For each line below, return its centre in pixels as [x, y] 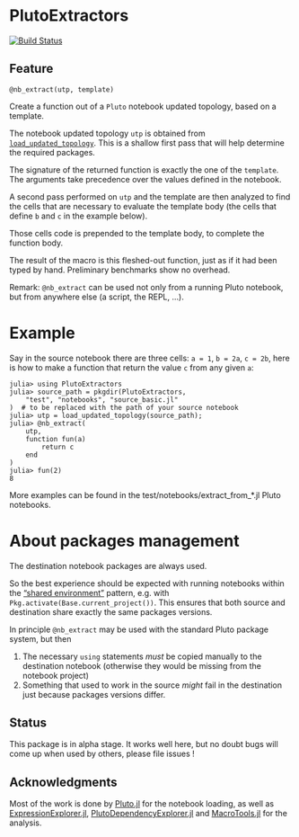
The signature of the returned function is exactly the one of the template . [144, 169]
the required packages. [53, 152]
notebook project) [56, 675]
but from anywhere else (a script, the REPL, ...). [97, 297]
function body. [36, 243]
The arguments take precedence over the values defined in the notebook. [145, 179]
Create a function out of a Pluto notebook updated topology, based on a [143, 106]
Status [28, 723]
